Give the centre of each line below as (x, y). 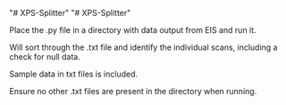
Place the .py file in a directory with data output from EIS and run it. (133, 30)
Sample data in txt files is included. (74, 74)
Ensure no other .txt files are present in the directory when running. (133, 91)
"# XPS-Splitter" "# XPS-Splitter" (70, 13)
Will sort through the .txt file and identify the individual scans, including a (143, 47)
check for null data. (45, 57)
